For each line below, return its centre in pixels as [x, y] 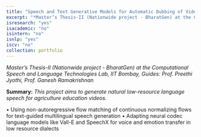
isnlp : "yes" [22, 39]
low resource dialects [33, 128]
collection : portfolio [34, 51]
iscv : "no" [20, 45]
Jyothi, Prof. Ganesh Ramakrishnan [50, 80]
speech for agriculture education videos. [57, 98]
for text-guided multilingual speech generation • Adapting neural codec [94, 116]
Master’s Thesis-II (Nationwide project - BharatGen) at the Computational [97, 67]
